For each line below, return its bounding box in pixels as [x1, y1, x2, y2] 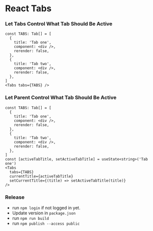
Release [5, 194, 25, 201]
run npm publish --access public [12, 221, 80, 227]
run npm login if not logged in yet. [12, 205, 81, 211]
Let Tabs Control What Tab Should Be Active [5, 21, 113, 27]
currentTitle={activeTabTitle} [9, 174, 74, 179]
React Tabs [5, 3, 51, 14]
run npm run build [12, 215, 49, 221]
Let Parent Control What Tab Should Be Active [5, 94, 117, 101]
